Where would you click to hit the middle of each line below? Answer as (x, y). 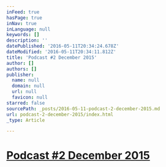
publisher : (20, 75)
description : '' (27, 40)
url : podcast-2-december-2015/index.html (60, 114)
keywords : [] (23, 35)
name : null (26, 80)
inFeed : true (23, 12)
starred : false (26, 103)
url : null (24, 92)
